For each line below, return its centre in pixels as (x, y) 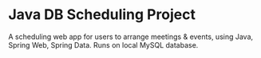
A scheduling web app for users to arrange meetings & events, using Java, (131, 37)
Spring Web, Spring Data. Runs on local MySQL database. (103, 44)
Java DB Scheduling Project (102, 15)
